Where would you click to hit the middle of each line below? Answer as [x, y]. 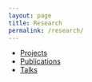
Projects [34, 53]
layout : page [30, 16]
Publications [40, 61]
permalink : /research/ [46, 30]
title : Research [35, 23]
